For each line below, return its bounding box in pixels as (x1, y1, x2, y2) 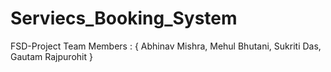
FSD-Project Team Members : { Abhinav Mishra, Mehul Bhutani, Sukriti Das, (10, 40, 322, 52)
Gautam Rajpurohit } (10, 50, 93, 62)
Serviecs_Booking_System (10, 7, 238, 30)
